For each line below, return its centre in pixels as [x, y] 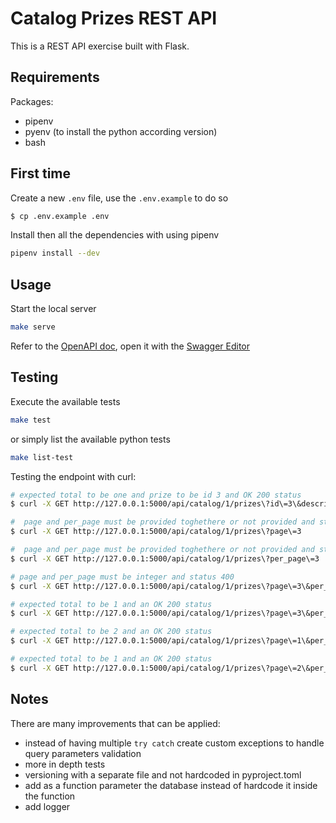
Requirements [55, 77]
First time [41, 173]
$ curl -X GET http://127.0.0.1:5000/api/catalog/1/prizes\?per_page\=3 [165, 558]
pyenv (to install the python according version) [121, 131]
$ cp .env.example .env [60, 216]
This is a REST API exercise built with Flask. [100, 46]
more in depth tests [65, 764]
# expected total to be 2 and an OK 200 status [111, 632]
